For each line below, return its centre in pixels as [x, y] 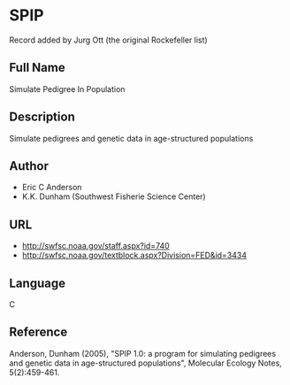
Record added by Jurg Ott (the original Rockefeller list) [108, 40]
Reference [38, 332]
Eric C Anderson [52, 188]
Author [29, 166]
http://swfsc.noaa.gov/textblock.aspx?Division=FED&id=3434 [134, 255]
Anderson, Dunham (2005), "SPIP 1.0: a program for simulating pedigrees [143, 353]
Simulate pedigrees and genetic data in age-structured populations [131, 138]
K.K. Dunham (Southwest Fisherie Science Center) [114, 196]
